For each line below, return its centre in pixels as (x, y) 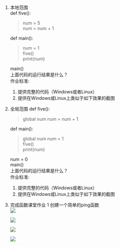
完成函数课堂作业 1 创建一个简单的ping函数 (55, 205)
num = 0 (19, 159)
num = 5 (31, 23)
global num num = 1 (43, 139)
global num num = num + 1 (50, 119)
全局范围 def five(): (30, 109)
